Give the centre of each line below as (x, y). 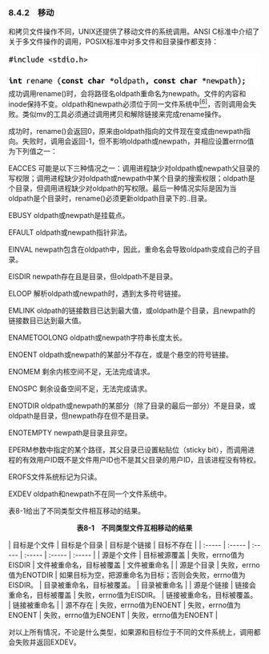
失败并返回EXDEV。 (48, 642)
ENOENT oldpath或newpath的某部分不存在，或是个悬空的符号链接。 (121, 354)
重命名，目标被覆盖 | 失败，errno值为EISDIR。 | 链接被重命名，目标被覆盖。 (133, 595)
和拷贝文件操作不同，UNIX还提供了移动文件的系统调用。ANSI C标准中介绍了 (134, 32)
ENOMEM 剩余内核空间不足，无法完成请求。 (81, 371)
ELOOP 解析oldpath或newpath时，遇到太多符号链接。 (97, 293)
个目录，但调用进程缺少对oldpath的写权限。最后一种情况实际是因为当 (122, 188)
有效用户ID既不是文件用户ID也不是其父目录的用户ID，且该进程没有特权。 (141, 459)
